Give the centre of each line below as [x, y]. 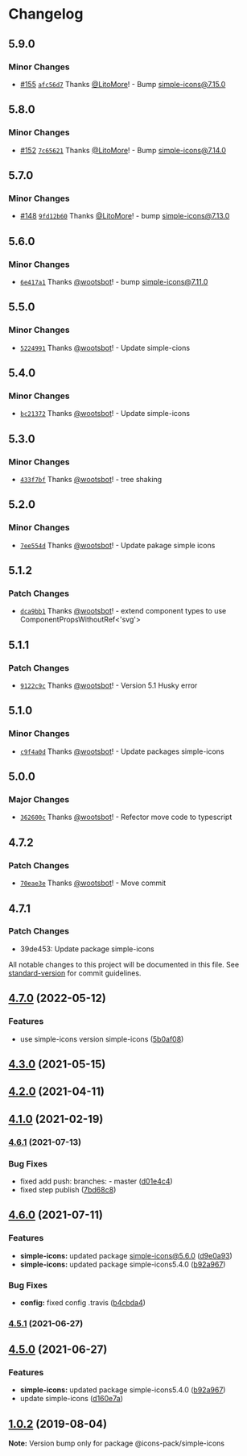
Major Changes [39, 800]
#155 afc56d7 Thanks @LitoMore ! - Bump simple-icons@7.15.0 [123, 84]
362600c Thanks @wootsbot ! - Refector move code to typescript [126, 817]
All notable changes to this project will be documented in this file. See [124, 964]
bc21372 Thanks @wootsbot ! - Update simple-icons [105, 414]
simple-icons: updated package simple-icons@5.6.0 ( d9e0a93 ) [126, 1255]
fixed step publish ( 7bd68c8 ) [68, 1189]
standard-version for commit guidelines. [75, 973]
